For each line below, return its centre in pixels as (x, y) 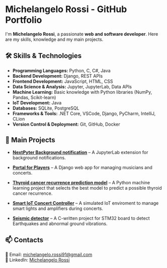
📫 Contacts (24, 240)
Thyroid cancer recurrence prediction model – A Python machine (81, 182)
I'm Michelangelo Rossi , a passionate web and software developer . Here (82, 34)
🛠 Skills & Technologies (44, 56)
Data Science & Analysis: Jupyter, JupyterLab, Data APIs (72, 86)
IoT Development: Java (37, 102)
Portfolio (24, 20)
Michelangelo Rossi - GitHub (66, 9)
